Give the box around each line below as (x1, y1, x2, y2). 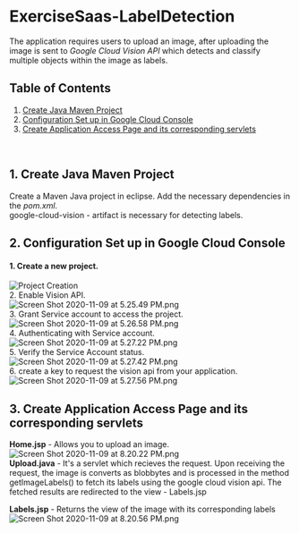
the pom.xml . (9, 199, 58, 211)
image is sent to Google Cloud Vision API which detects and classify (9, 45, 261, 55)
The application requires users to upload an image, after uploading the (9, 36, 269, 47)
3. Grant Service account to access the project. (9, 309, 184, 319)
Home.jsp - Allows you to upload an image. (9, 438, 170, 449)
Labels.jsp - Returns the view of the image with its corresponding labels (9, 503, 276, 514)
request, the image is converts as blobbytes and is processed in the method (9, 467, 289, 478)
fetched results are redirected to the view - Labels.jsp (9, 486, 208, 497)
